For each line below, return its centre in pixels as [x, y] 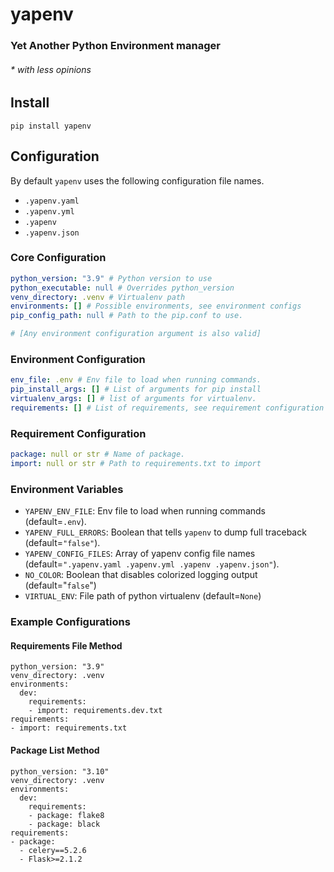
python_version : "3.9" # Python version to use [111, 278]
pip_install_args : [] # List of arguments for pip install [136, 389]
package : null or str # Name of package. [98, 454]
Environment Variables [67, 489]
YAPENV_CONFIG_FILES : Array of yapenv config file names [140, 554]
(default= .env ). [55, 522]
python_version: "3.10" [60, 771]
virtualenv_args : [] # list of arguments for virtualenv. [133, 399]
